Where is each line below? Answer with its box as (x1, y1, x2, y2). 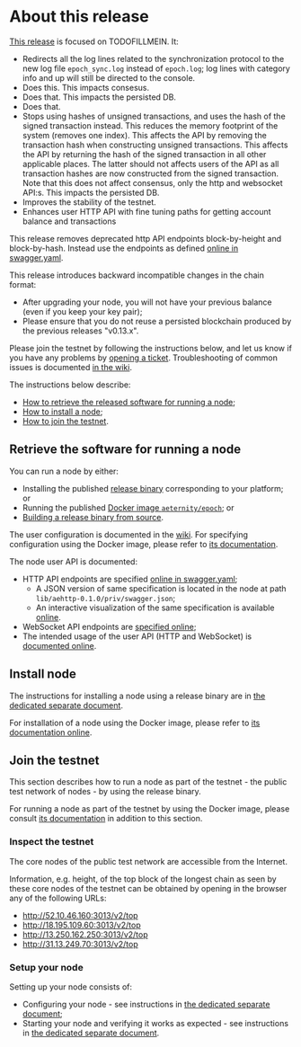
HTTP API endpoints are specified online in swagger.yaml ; (22, 573, 238, 584)
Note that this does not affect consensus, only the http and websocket (22, 177, 283, 188)
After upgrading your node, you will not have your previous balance (22, 297, 272, 307)
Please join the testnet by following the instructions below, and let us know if (9, 342, 292, 353)
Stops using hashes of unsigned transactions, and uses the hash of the (22, 111, 286, 121)
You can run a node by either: (9, 466, 120, 476)
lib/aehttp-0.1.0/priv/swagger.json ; (35, 592, 176, 603)
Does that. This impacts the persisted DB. (22, 92, 177, 102)
